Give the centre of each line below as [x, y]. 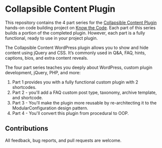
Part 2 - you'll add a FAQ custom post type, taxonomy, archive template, [84, 92]
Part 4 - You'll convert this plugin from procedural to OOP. [71, 113]
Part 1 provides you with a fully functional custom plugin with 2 [75, 82]
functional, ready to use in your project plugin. [51, 38]
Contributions [27, 129]
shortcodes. [24, 87]
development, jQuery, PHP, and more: [43, 72]
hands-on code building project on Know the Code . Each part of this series [81, 27]
